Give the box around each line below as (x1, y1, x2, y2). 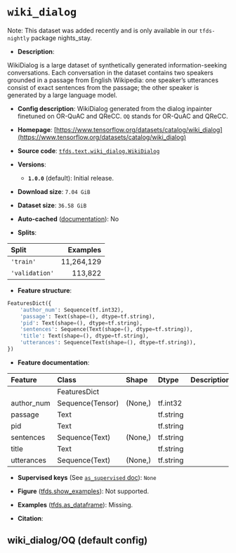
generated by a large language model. (7, 91, 118, 99)
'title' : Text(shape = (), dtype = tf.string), (20, 332, 150, 339)
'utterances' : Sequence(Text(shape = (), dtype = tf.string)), (20, 339, 197, 346)
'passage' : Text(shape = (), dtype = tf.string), (20, 313, 156, 320)
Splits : (17, 228, 37, 237)
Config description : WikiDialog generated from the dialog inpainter (17, 104, 212, 112)
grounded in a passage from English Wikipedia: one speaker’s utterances (7, 76, 219, 84)
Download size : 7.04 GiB (17, 187, 91, 195)
